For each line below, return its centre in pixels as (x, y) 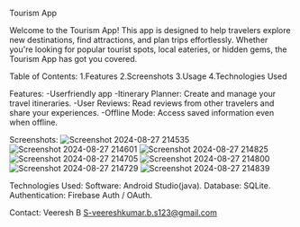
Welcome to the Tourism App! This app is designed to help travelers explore (150, 30)
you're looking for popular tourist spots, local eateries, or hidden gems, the (148, 49)
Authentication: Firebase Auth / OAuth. (81, 195)
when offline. (34, 122)
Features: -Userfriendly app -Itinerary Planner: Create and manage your (143, 94)
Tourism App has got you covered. (73, 59)
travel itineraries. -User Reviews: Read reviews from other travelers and (142, 103)
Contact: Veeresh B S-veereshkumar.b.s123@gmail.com (114, 213)
